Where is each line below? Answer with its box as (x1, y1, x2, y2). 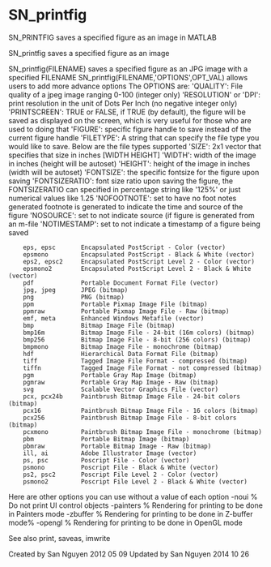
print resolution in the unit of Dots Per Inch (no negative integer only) (8, 98, 238, 108)
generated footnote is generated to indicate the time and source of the (8, 201, 243, 212)
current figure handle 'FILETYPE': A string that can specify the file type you (8, 132, 260, 143)
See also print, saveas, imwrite (8, 533, 111, 543)
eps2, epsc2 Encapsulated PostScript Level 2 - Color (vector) (23, 257, 255, 265)
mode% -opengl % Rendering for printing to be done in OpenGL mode (8, 518, 243, 527)
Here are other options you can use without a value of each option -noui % (8, 492, 258, 501)
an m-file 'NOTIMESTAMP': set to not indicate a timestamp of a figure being (8, 219, 260, 229)
